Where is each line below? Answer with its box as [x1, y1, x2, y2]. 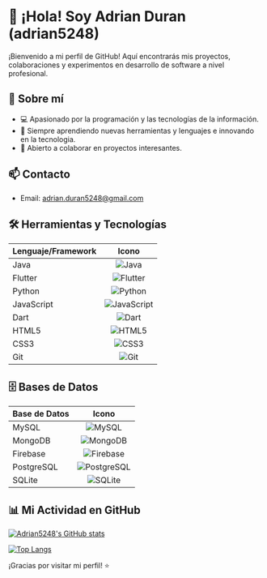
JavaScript [12, 299, 54, 310]
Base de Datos [12, 409, 70, 420]
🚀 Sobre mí [8, 92, 64, 106]
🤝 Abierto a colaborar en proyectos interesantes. [19, 143, 182, 152]
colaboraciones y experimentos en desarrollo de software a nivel [8, 60, 225, 70]
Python [12, 285, 40, 297]
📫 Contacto [8, 168, 70, 182]
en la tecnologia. [19, 134, 76, 144]
